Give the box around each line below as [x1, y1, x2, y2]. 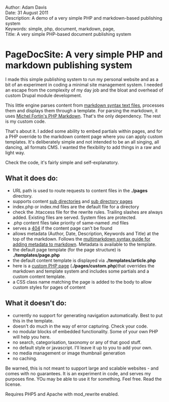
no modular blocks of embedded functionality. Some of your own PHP [12, 328, 158, 334]
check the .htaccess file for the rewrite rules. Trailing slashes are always [12, 209, 163, 215]
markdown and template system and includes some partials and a [12, 268, 149, 274]
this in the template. [12, 318, 54, 324]
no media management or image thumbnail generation [12, 350, 126, 356]
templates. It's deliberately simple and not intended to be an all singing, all [5, 139, 159, 145]
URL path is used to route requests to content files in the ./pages [12, 187, 148, 194]
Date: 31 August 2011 [5, 10, 49, 16]
